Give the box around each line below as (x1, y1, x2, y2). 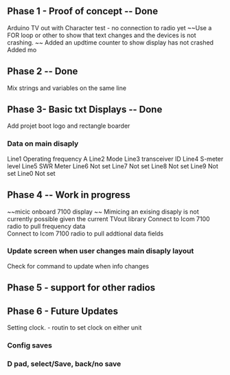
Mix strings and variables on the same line (7, 84, 127, 92)
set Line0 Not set (7, 169, 56, 177)
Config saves (7, 340, 53, 350)
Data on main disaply (7, 139, 79, 148)
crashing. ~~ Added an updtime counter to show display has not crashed (7, 38, 214, 47)
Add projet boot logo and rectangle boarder (7, 122, 130, 130)
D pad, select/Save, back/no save (7, 359, 122, 368)
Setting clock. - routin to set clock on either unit (7, 323, 142, 332)
